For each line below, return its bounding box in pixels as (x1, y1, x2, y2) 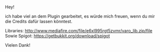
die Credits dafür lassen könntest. (5, 19, 73, 24)
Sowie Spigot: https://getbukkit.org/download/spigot (5, 33, 110, 39)
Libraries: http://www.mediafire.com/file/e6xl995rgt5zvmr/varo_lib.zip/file (5, 28, 153, 33)
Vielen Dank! (5, 42, 31, 48)
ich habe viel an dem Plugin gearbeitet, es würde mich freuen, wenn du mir (5, 13, 155, 19)
